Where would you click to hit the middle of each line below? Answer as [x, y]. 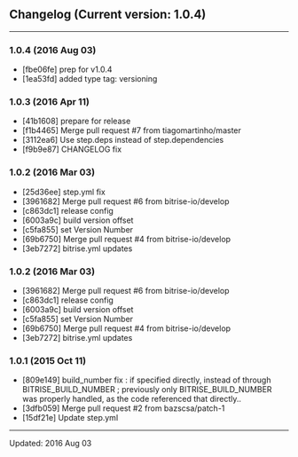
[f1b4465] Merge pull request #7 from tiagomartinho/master [132, 130]
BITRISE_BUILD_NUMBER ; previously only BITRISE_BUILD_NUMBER [147, 390]
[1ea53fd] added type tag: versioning [90, 79]
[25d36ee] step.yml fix [64, 192]
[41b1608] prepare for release [76, 121]
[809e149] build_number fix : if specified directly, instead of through [146, 380]
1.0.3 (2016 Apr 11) [50, 102]
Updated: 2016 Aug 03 [51, 444]
